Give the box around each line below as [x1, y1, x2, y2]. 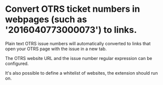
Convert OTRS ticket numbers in [5, 3, 140, 15]
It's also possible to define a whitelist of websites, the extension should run [5, 70, 158, 76]
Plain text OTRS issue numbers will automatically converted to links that [5, 40, 151, 46]
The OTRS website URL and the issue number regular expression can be [5, 55, 152, 61]
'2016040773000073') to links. [5, 25, 137, 35]
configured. [5, 60, 29, 66]
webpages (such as [5, 14, 87, 25]
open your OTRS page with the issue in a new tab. [5, 46, 107, 52]
